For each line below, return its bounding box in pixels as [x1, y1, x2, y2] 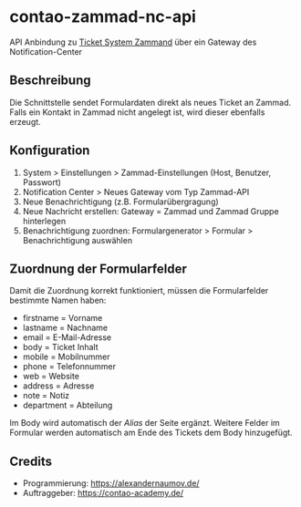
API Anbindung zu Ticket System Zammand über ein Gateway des [9, 36, 257, 47]
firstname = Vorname [22, 313, 103, 324]
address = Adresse [22, 380, 95, 391]
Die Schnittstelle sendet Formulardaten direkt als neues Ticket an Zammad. [9, 97, 292, 108]
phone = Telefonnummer [22, 361, 117, 372]
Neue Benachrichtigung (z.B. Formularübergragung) [22, 196, 219, 207]
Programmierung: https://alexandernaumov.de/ [22, 478, 200, 489]
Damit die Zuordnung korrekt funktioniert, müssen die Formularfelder [9, 285, 269, 296]
